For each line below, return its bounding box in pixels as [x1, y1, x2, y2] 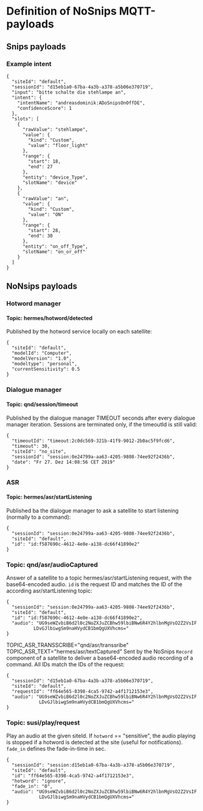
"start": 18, [28, 158, 61, 165]
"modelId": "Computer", [12, 351, 72, 357]
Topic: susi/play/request [6, 718, 80, 727]
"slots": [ [12, 115, 40, 122]
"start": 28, [28, 227, 61, 233]
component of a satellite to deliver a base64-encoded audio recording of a [6, 654, 193, 662]
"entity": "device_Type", [22, 174, 88, 180]
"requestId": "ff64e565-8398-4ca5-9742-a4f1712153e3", [12, 688, 154, 694]
